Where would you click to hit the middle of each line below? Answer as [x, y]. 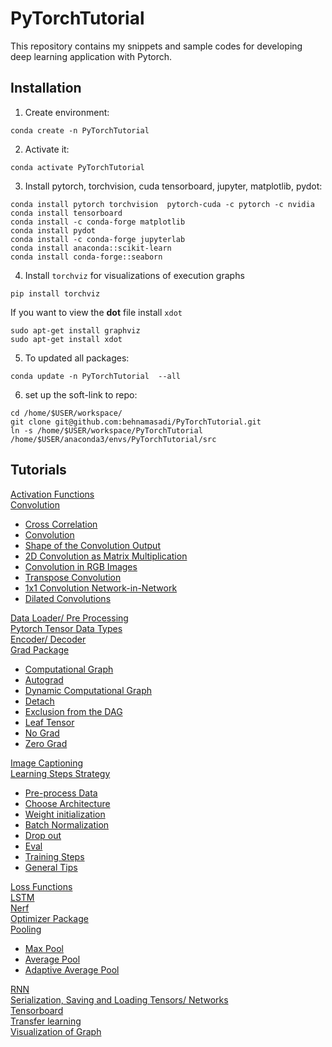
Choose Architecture [67, 803]
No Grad [42, 733]
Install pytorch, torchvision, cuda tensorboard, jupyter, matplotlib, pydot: [173, 186]
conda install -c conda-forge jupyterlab [98, 239]
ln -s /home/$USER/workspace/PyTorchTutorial [106, 430]
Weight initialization [65, 814]
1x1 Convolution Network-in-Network [101, 588]
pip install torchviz [55, 293]
